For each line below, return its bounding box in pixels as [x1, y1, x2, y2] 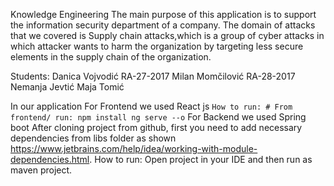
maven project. [10, 164, 73, 176]
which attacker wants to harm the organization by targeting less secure [10, 40, 304, 52]
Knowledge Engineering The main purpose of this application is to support [10, 9, 317, 20]
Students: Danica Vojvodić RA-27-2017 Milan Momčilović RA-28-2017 [10, 70, 296, 82]
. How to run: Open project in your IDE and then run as [89, 154, 313, 165]
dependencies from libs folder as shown [10, 132, 177, 144]
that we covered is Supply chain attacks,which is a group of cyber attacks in [10, 30, 325, 41]
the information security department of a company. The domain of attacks [10, 19, 316, 31]
